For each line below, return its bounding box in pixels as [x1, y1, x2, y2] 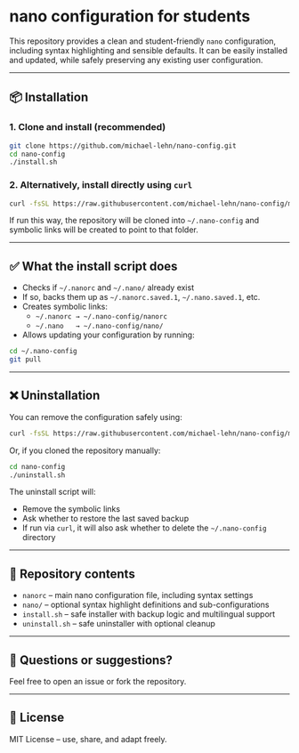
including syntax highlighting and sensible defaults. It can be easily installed [9, 45, 287, 55]
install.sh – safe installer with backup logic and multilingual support [21, 609, 276, 619]
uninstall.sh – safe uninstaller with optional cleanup [21, 619, 216, 629]
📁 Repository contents [9, 566, 135, 581]
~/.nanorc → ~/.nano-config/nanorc [35, 312, 167, 321]
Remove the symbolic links [21, 504, 121, 514]
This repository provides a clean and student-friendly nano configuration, [9, 36, 277, 46]
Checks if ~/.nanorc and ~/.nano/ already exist [21, 282, 194, 293]
